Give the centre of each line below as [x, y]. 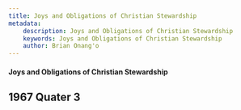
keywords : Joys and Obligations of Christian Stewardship [123, 38]
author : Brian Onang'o [61, 46]
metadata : [25, 23]
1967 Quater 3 [44, 97]
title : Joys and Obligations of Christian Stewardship [103, 16]
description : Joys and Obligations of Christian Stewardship [128, 31]
